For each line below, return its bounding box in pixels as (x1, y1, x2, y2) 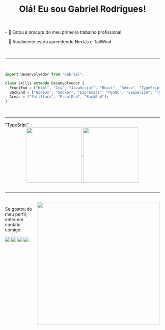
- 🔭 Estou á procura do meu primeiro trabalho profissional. (5, 29, 123, 35)
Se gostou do (5, 206, 32, 212)
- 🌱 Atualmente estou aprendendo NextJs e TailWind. (5, 38, 113, 45)
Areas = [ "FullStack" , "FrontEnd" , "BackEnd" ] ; (9, 94, 109, 99)
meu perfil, (5, 211, 27, 217)
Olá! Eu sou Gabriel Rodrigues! (19, 3, 146, 15)
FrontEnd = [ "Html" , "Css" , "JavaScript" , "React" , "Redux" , (9, 85, 137, 90)
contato (5, 222, 21, 228)
